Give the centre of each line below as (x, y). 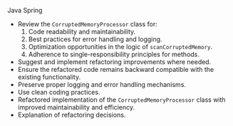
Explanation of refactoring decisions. (72, 115)
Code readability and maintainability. (82, 32)
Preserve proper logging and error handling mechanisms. (102, 84)
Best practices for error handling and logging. (95, 39)
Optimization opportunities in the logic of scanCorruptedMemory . (120, 47)
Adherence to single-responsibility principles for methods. (114, 54)
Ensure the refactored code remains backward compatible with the (116, 69)
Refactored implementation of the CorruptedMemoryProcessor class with (121, 100)
